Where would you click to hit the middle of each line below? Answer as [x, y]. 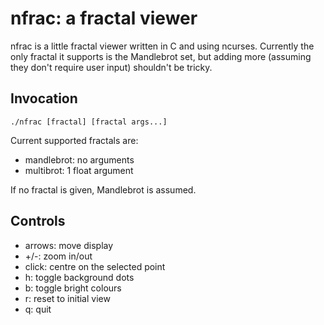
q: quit [38, 309]
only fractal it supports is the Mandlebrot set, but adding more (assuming [161, 56]
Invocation [44, 98]
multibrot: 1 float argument [79, 170]
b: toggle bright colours [73, 288]
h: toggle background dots [79, 277]
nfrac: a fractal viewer [104, 18]
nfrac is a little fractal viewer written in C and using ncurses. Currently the [162, 46]
